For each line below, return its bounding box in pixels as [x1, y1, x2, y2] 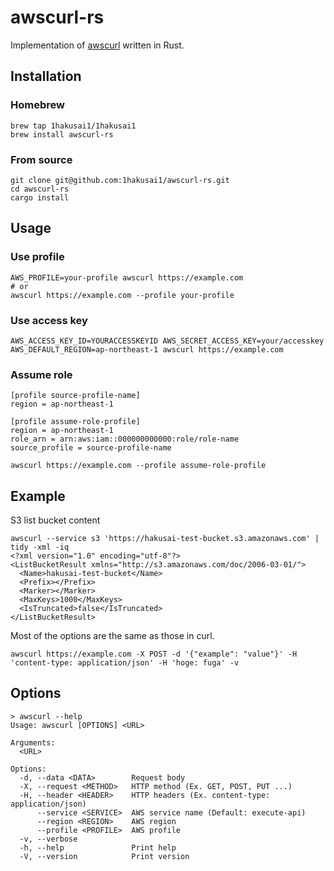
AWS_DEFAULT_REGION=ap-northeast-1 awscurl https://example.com [10, 344, 284, 355]
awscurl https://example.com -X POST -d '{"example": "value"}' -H [10, 649, 298, 660]
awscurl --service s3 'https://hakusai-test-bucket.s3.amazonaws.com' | [10, 534, 320, 544]
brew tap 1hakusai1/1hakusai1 [10, 121, 137, 131]
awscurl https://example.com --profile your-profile [10, 290, 235, 300]
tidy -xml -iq [10, 542, 70, 553]
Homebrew [10, 98, 65, 112]
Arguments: [10, 737, 56, 748]
